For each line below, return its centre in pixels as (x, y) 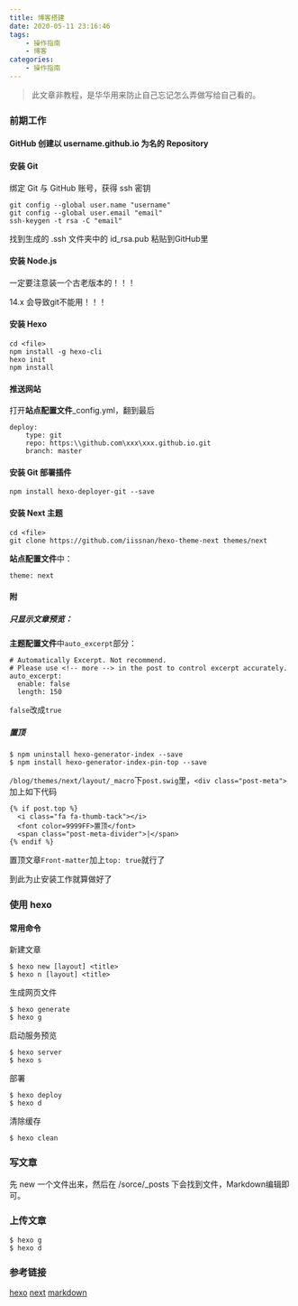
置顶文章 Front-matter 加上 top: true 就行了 (87, 860)
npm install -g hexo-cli (56, 352)
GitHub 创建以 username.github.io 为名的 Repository (109, 144)
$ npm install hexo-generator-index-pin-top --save (108, 763)
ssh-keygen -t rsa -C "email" (66, 221)
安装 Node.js (33, 261)
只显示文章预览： (41, 618)
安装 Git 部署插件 (41, 472)
